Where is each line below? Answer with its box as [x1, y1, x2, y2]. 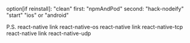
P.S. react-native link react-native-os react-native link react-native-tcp [6, 24, 183, 30]
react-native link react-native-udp [6, 30, 91, 37]
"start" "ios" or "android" [6, 12, 69, 19]
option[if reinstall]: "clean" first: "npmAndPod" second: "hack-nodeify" [6, 5, 184, 12]
